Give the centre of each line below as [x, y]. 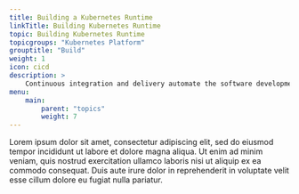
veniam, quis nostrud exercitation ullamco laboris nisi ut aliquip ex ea [135, 161]
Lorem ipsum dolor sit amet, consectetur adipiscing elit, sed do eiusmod [141, 142]
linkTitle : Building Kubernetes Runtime [85, 26]
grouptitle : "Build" [48, 51]
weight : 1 [28, 59]
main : [36, 100]
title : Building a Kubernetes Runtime [81, 17]
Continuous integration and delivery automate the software [139, 84]
